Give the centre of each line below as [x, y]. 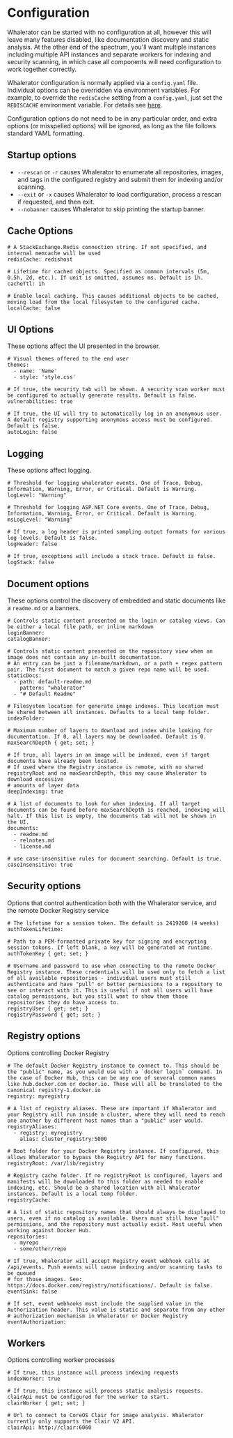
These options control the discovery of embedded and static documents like [116, 600]
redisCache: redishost [40, 259]
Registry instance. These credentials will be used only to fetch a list [116, 972]
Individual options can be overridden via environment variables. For [104, 90]
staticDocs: [24, 676]
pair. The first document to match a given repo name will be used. [109, 669]
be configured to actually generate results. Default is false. [102, 395]
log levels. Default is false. [53, 538]
